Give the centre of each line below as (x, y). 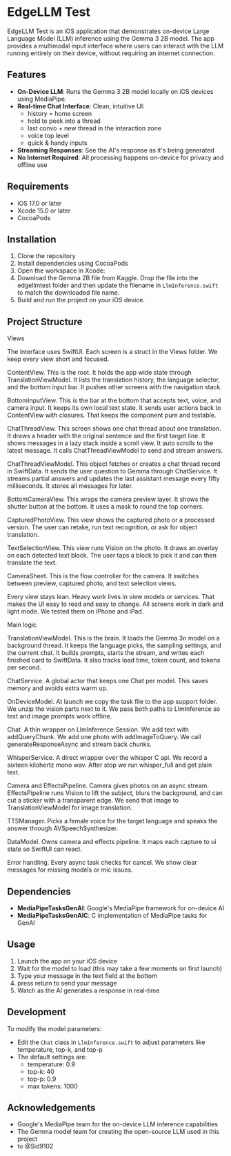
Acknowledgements (51, 1108)
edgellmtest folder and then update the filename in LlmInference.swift (118, 285)
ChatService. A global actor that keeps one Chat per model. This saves (108, 681)
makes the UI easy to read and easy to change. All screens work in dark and (115, 604)
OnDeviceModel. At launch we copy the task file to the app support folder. (112, 702)
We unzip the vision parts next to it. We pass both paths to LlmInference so (114, 709)
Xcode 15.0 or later (44, 210)
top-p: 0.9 (42, 1079)
